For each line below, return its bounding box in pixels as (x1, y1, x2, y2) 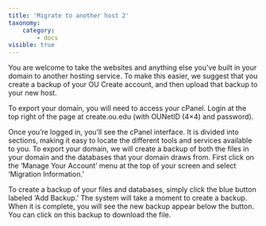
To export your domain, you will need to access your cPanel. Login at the (8, 104, 247, 113)
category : (22, 26, 56, 34)
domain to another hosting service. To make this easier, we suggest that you (8, 71, 258, 81)
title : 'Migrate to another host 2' (8, 11, 129, 20)
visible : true (8, 41, 56, 49)
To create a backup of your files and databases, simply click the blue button (8, 185, 256, 194)
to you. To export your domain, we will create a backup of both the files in (8, 144, 249, 154)
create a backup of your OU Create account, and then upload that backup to (8, 80, 258, 90)
